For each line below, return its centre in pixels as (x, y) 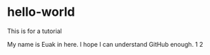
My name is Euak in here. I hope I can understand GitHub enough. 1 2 (105, 44)
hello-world (41, 12)
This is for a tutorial (34, 31)
